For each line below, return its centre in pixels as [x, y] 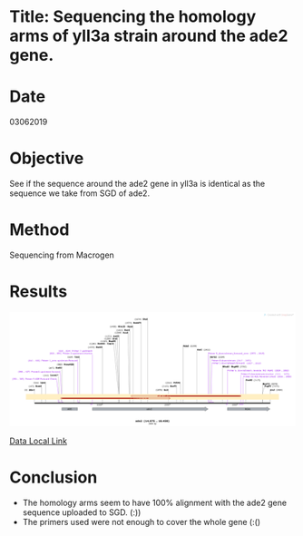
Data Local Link [39, 441]
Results [39, 292]
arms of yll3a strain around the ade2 [149, 36]
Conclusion [54, 478]
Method [39, 230]
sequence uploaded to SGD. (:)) [82, 512]
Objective [47, 158]
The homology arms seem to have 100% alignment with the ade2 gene [155, 503]
